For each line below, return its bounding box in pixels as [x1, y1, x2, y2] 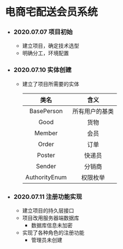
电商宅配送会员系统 [5, 5, 98, 19]
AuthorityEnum [25, 173, 67, 181]
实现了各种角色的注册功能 [22, 229, 85, 236]
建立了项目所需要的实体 [22, 80, 79, 87]
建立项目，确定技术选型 [22, 42, 79, 49]
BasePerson [29, 107, 63, 115]
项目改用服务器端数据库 [22, 214, 79, 221]
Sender [36, 162, 56, 170]
